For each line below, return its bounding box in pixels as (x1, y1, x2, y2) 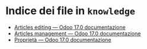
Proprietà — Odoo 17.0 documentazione (14, 36, 111, 43)
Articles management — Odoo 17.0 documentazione (14, 30, 141, 37)
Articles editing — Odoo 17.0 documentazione (14, 24, 126, 31)
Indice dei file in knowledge (5, 4, 136, 18)
